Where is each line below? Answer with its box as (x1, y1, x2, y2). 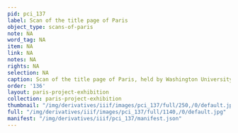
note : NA (7, 30, 33, 37)
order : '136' (7, 82, 46, 89)
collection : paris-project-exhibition (7, 96, 122, 103)
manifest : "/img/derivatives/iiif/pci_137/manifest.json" (7, 115, 182, 122)
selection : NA (7, 69, 50, 76)
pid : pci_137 (7, 10, 46, 18)
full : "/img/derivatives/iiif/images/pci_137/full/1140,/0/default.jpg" (7, 108, 227, 115)
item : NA (7, 43, 33, 50)
